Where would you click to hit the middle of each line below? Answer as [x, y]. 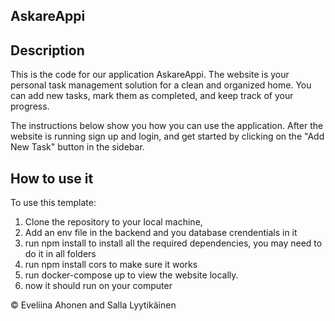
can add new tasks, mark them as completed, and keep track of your [152, 96]
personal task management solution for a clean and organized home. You [161, 85]
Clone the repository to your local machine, [113, 222]
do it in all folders [60, 254]
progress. [30, 106]
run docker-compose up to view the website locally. [131, 275]
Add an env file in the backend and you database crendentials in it [161, 233]
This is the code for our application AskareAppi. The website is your [150, 75]
